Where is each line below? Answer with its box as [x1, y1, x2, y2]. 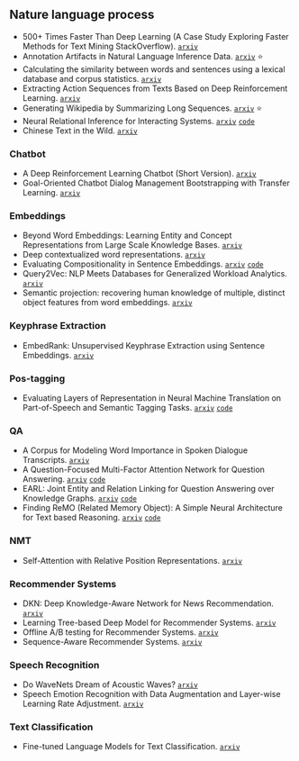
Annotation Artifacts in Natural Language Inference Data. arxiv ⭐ [22, 50, 264, 61]
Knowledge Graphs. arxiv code [22, 493, 138, 503]
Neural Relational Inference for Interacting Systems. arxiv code [22, 115, 255, 126]
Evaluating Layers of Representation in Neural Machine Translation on [22, 393, 282, 403]
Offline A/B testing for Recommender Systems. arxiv [22, 626, 219, 638]
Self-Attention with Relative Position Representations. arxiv [22, 555, 243, 566]
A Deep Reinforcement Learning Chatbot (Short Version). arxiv [22, 168, 257, 179]
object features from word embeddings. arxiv [22, 297, 193, 308]
